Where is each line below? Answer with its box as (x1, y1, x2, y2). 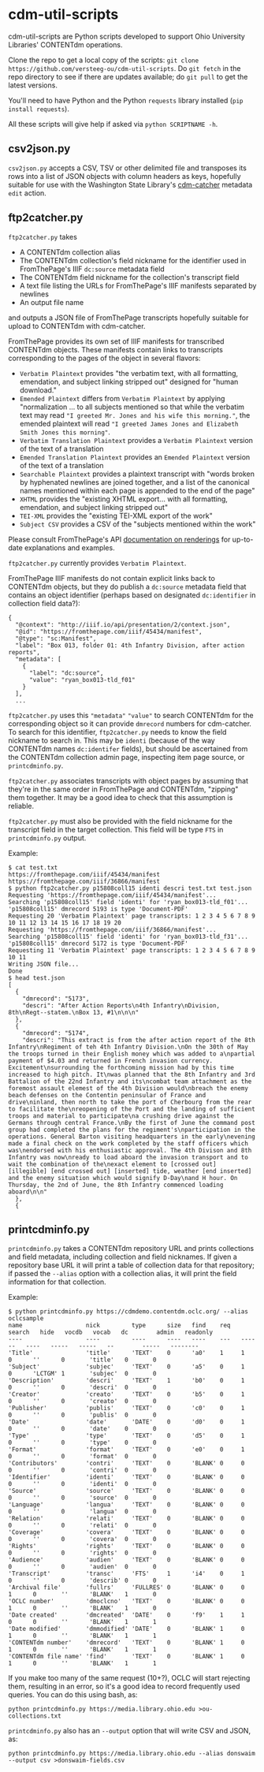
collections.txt (8, 1712, 61, 1720)
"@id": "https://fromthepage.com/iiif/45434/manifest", (15, 627, 203, 635)
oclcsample (8, 1315, 44, 1323)
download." (19, 385, 58, 395)
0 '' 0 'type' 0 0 (8, 1439, 157, 1447)
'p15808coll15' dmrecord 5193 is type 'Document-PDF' (8, 905, 189, 913)
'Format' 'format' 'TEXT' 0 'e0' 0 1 (8, 1446, 245, 1454)
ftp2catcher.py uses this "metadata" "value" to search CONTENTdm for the (8, 710, 254, 720)
